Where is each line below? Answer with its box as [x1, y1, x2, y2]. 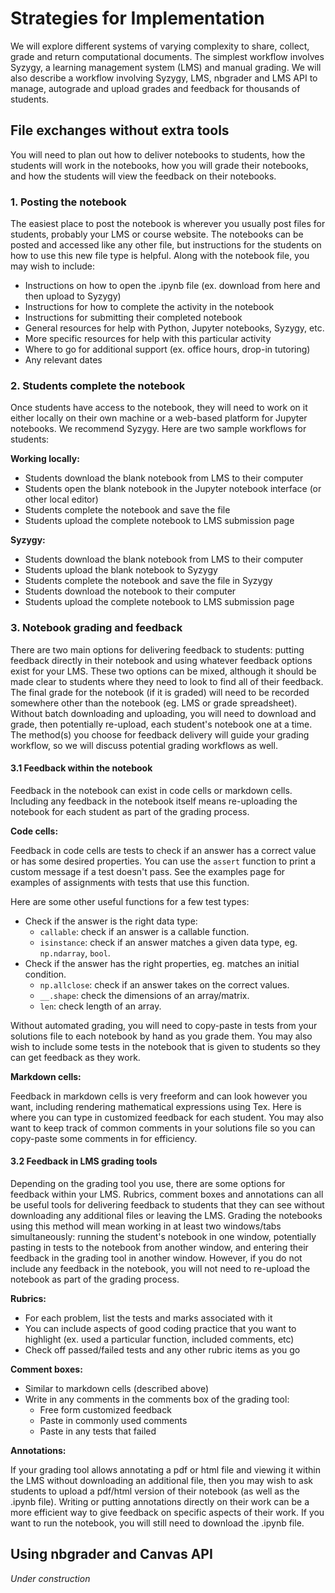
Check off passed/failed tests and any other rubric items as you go [24, 1344, 301, 1356]
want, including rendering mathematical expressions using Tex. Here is [10, 1100, 302, 1112]
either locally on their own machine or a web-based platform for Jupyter [10, 412, 308, 424]
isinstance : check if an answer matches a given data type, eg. [39, 936, 298, 948]
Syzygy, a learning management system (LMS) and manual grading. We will [10, 61, 322, 73]
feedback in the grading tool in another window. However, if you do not [10, 1252, 303, 1264]
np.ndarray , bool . [39, 947, 111, 959]
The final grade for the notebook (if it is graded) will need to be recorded [10, 686, 310, 698]
